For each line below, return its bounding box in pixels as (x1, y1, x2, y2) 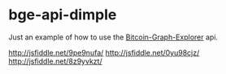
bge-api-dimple (8, 6, 117, 24)
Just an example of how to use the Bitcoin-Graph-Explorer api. (8, 32, 218, 42)
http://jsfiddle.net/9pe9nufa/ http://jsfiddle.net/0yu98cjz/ (8, 47, 200, 57)
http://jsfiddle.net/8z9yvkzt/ (8, 56, 103, 66)
